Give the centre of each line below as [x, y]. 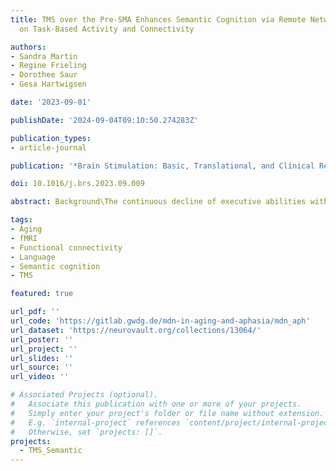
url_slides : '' [42, 358]
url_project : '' [44, 349]
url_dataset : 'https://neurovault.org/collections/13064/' [136, 330]
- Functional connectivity [66, 247]
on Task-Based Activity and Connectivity [107, 29]
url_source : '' [42, 367]
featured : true [42, 294]
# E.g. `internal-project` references [96, 422]
